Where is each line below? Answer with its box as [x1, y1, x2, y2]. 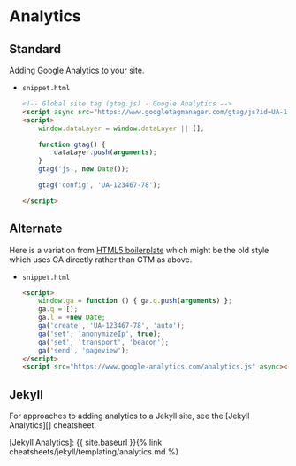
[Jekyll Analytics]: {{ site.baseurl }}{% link [9, 437, 163, 448]
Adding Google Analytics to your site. [9, 65, 145, 75]
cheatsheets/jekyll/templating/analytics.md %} [9, 447, 179, 457]
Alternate [9, 221, 63, 237]
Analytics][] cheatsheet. [9, 420, 97, 431]
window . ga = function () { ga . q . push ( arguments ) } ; [38, 297, 232, 306]
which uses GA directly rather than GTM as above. [9, 254, 193, 265]
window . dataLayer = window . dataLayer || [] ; [38, 124, 205, 133]
